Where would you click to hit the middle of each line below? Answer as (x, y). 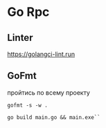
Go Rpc (28, 12)
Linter (20, 38)
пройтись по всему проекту (48, 92)
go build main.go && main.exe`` (54, 117)
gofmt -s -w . (28, 105)
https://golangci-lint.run (41, 54)
